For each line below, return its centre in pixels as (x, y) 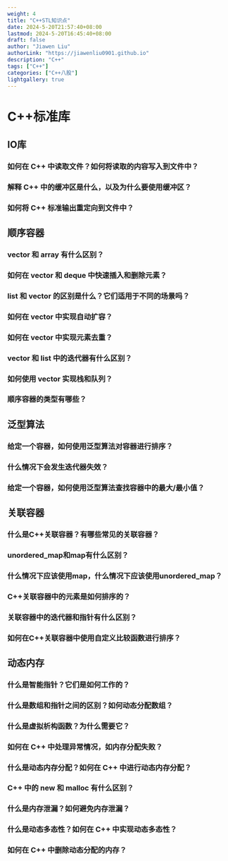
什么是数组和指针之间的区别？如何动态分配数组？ (90, 705)
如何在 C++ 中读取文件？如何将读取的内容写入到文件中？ (103, 166)
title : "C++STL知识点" (39, 20)
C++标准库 (39, 116)
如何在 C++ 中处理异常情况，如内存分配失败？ (85, 747)
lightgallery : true (36, 79)
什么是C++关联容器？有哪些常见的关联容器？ (83, 535)
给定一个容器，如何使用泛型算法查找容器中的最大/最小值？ (106, 487)
